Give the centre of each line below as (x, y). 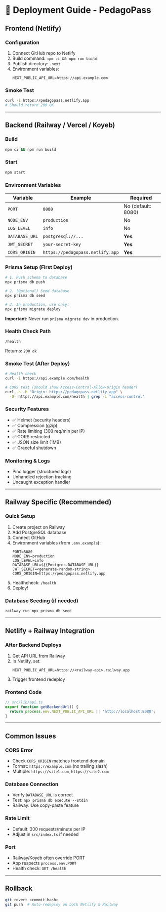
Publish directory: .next (36, 63)
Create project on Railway (39, 527)
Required (141, 198)
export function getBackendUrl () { (42, 707)
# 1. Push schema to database (36, 278)
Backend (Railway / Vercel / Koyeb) (60, 125)
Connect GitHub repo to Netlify (44, 53)
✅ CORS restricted (31, 436)
